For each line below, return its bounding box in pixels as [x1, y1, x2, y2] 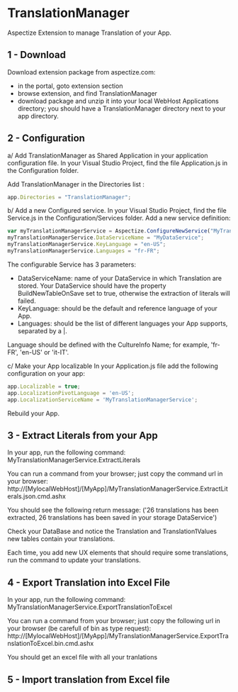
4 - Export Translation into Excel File [7, 576, 171, 588]
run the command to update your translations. [7, 556, 142, 564]
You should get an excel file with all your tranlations [7, 653, 158, 662]
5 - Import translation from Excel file [7, 674, 170, 686]
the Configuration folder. [7, 166, 79, 174]
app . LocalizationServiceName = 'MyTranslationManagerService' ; [7, 396, 198, 403]
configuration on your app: [7, 369, 85, 377]
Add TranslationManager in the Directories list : [7, 179, 145, 189]
